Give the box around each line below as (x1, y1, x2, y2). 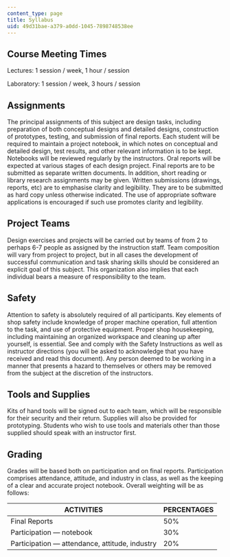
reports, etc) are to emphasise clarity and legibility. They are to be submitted (7, 183, 223, 191)
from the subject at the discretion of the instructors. (7, 368, 153, 377)
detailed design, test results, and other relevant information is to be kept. (7, 147, 213, 155)
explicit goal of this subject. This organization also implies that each (7, 265, 199, 273)
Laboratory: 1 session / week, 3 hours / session (7, 80, 141, 88)
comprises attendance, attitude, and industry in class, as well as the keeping (7, 474, 223, 482)
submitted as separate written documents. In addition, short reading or (7, 169, 207, 177)
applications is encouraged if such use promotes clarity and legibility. (7, 198, 204, 206)
